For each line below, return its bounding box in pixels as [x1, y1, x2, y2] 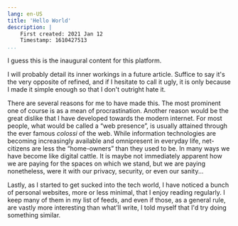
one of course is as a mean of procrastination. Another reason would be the [7, 107, 229, 115]
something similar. [7, 211, 61, 220]
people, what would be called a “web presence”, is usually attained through [7, 122, 228, 130]
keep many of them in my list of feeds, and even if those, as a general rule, [7, 196, 226, 205]
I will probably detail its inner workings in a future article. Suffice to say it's [7, 70, 225, 79]
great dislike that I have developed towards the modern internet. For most [7, 114, 222, 123]
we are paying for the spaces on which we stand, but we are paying [7, 159, 206, 168]
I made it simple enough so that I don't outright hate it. [7, 85, 166, 94]
